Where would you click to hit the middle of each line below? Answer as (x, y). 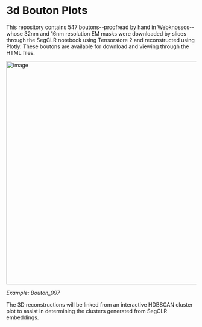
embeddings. (23, 317)
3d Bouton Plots (47, 11)
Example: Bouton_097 (33, 293)
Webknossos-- (176, 27)
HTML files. (21, 52)
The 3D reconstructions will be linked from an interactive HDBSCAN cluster (99, 304)
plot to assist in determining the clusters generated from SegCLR (87, 311)
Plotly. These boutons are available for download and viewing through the (98, 46)
